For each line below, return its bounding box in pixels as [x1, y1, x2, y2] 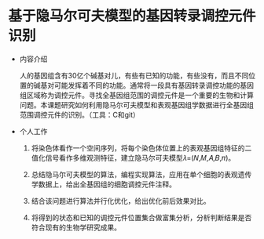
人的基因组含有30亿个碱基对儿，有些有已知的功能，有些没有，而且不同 [19, 71, 249, 80]
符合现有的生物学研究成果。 [31, 223, 122, 232]
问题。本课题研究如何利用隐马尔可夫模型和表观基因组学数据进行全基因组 [19, 100, 254, 110]
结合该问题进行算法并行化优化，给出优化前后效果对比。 [31, 196, 211, 205]
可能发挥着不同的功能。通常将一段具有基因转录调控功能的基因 [53, 80, 254, 90]
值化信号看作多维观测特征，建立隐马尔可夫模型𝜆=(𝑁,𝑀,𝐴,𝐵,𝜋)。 [31, 153, 236, 162]
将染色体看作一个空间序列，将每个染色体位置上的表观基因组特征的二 [31, 143, 252, 153]
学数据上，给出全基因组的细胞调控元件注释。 [31, 179, 177, 189]
